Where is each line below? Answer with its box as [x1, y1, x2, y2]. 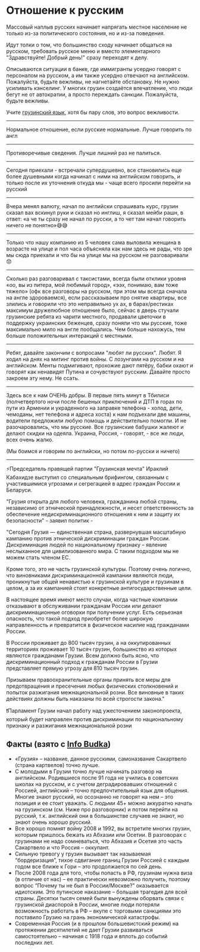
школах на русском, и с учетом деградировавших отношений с [14, 780, 177, 787]
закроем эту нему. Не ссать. [6, 374, 80, 382]
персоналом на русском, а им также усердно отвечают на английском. [6, 72, 189, 79]
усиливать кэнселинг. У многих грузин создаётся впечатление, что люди [6, 84, 193, 91]
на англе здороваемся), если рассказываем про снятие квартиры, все [6, 293, 187, 301]
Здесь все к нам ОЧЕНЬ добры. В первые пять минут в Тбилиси [6, 391, 170, 398]
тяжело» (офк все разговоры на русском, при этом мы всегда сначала [6, 288, 187, 295]
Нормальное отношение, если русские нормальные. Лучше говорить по [6, 126, 192, 133]
